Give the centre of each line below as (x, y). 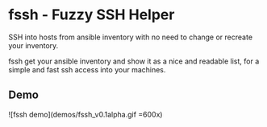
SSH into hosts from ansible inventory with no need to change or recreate (130, 37)
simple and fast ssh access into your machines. (87, 69)
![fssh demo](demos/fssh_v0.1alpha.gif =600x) (86, 114)
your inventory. (33, 45)
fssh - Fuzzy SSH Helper (92, 15)
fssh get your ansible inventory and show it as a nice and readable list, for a (134, 61)
